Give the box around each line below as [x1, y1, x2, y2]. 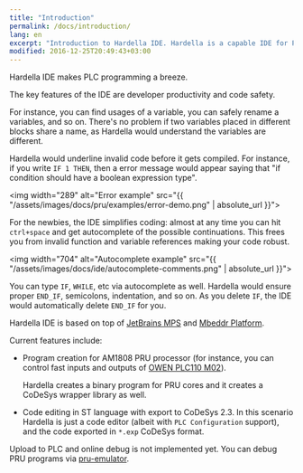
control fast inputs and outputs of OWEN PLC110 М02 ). [22, 363, 227, 374]
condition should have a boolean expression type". [9, 173, 197, 184]
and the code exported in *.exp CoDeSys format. [22, 426, 205, 437]
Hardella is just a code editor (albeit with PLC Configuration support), [22, 417, 280, 428]
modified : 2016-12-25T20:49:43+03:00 [9, 47, 151, 56]
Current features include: [9, 336, 103, 346]
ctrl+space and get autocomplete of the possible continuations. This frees [9, 227, 286, 238]
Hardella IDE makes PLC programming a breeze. [9, 71, 188, 82]
